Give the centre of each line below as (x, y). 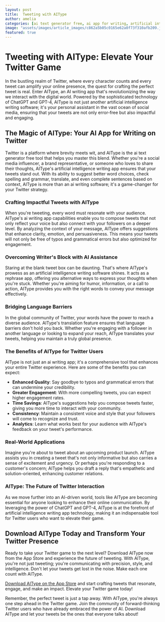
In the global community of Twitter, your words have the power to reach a (79, 317)
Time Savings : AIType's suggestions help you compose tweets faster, (83, 403)
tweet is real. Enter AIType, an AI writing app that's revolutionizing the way (80, 91)
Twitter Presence (32, 541)
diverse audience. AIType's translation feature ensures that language (75, 323)
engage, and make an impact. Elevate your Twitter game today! (69, 589)
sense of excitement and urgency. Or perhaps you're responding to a (75, 463)
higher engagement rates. (38, 398)
